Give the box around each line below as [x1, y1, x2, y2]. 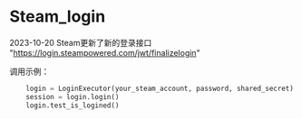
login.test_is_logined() [25, 101, 120, 110]
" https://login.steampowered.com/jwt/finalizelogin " [9, 47, 201, 58]
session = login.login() [25, 92, 120, 101]
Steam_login [9, 6, 106, 27]
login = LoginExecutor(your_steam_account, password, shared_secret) [25, 84, 295, 93]
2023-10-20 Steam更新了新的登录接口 [9, 37, 152, 48]
